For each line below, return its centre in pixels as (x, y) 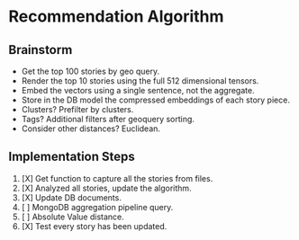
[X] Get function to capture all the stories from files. (117, 178)
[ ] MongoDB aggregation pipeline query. (97, 207)
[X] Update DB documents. (72, 197)
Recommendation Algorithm (116, 17)
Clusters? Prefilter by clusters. (77, 109)
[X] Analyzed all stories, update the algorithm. (106, 188)
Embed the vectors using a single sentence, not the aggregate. (138, 90)
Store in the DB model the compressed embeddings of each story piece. (155, 100)
